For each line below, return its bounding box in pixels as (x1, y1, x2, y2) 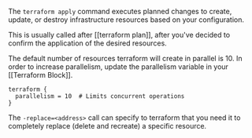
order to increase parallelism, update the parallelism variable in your (8, 62, 228, 71)
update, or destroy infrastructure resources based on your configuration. (8, 15, 245, 24)
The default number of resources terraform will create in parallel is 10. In (8, 54, 243, 63)
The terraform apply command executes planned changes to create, (8, 7, 232, 16)
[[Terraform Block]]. (8, 71, 73, 79)
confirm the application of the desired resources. (8, 38, 167, 48)
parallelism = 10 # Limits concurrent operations (15, 93, 185, 100)
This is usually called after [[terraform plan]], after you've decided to (8, 31, 231, 39)
